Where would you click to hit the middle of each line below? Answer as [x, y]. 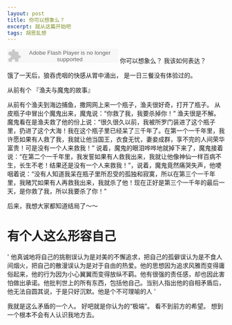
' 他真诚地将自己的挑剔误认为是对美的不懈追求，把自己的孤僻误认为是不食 [112, 257]
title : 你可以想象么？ [36, 20]
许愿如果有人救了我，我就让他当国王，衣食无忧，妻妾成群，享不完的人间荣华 [116, 140]
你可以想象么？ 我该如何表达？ [163, 61]
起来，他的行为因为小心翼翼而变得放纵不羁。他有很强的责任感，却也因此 [116, 275]
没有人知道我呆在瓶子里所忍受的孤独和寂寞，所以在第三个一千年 [125, 174]
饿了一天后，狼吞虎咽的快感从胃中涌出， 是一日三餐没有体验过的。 [102, 75]
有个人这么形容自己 [62, 236]
